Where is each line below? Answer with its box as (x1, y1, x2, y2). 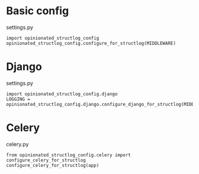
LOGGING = (6, 96, 31, 102)
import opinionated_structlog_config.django (6, 91, 118, 97)
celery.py (6, 140, 29, 147)
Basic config (6, 4, 69, 18)
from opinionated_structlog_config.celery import (6, 152, 131, 158)
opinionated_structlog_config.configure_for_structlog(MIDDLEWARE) (6, 40, 176, 46)
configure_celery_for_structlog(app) (6, 162, 99, 168)
